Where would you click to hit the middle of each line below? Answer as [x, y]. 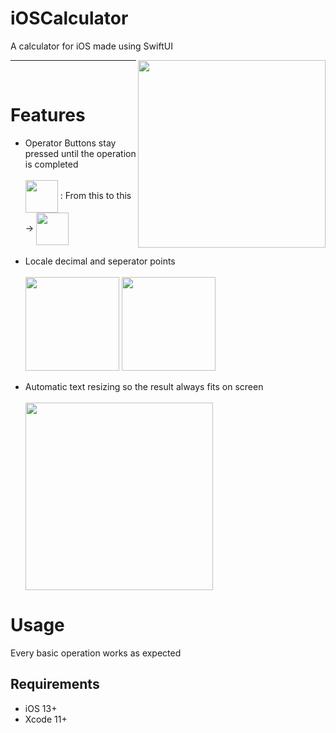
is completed [51, 164]
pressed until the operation [80, 153]
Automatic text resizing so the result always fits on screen [144, 386]
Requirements [55, 684]
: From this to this [95, 195]
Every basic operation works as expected [96, 653]
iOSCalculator [69, 18]
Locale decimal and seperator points [100, 261]
